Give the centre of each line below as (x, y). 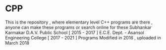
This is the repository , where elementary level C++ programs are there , (79, 22)
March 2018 (17, 43)
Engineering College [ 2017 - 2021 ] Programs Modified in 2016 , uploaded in (83, 38)
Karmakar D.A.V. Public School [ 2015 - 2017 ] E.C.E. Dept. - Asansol (75, 32)
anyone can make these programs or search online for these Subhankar (79, 27)
